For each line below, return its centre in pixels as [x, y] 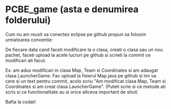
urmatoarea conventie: [29, 40]
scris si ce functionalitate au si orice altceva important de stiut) [72, 92]
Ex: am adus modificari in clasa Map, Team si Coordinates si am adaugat [82, 70]
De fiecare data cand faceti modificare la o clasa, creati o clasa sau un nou [84, 49]
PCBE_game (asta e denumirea [72, 9]
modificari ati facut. [26, 60]
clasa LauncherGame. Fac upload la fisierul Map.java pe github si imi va [81, 75]
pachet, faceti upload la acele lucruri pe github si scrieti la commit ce [78, 55]
